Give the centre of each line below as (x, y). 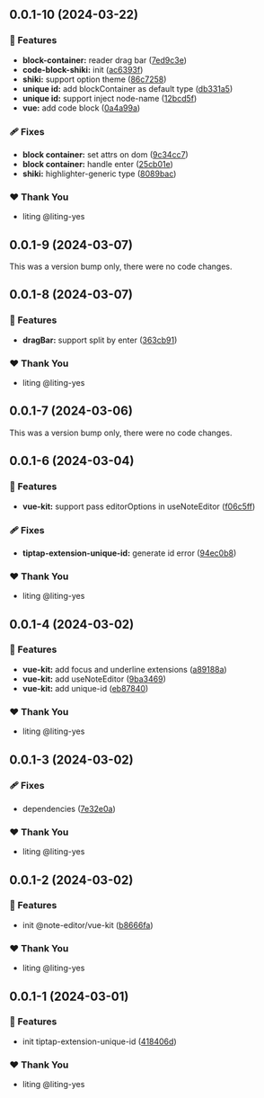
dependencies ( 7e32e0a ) (69, 808)
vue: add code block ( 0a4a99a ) (81, 108)
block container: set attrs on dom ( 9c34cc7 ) (105, 154)
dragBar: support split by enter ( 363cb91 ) (100, 340)
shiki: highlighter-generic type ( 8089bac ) (99, 174)
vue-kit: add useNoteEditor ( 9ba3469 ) (94, 679)
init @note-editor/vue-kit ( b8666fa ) (88, 924)
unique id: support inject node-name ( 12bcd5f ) (110, 98)
